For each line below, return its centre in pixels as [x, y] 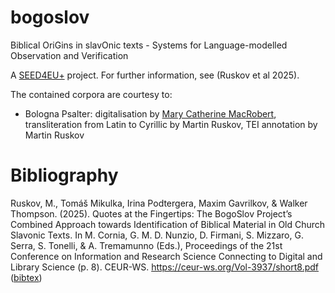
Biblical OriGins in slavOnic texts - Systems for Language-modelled [149, 45]
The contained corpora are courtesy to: [91, 94]
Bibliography [64, 175]
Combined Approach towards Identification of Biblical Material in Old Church [168, 224]
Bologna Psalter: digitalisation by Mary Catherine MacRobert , [150, 113]
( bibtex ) [26, 277]
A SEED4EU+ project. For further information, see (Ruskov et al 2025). [155, 75]
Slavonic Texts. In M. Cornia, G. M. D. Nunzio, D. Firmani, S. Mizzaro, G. [157, 235]
